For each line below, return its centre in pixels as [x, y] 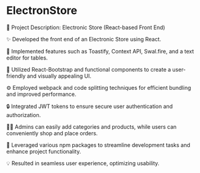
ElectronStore [42, 11]
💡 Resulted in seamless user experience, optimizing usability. [83, 163]
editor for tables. [27, 58]
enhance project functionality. [44, 151]
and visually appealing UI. [59, 76]
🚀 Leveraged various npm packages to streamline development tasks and [98, 145]
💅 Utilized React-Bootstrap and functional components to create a [89, 69]
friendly [16, 76]
